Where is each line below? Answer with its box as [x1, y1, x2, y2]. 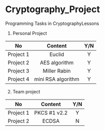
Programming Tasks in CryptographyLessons [5, 20, 99, 26]
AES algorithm [39, 59, 74, 66]
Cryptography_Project [5, 4, 100, 15]
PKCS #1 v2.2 [34, 109, 68, 116]
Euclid [49, 51, 64, 58]
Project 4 [8, 75, 29, 82]
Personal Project [12, 30, 47, 36]
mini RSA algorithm [34, 75, 80, 82]
